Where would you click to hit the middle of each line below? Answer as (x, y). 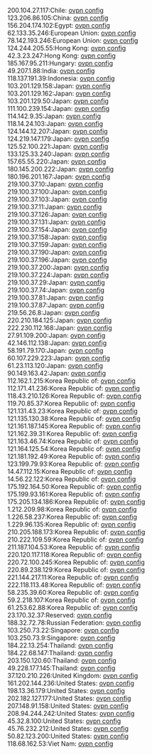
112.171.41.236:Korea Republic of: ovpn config (74, 388)
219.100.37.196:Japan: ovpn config (58, 260)
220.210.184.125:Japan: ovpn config (60, 320)
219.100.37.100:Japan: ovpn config (58, 192)
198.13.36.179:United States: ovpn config (66, 691)
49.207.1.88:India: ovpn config (51, 71)
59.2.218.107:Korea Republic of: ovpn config (72, 600)
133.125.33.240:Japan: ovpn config (59, 154)
